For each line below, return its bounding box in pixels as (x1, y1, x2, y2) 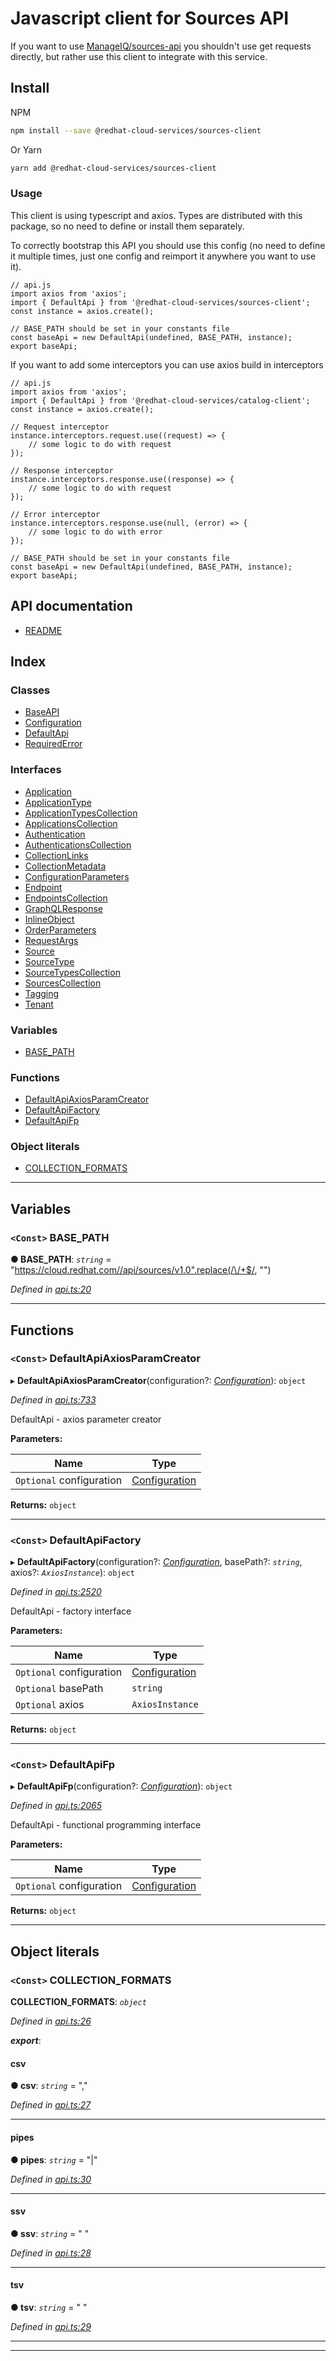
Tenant (24, 998, 54, 1010)
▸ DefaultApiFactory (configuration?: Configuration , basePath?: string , (10, 1556, 303, 1568)
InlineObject (24, 913, 75, 925)
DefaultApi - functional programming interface (10, 1819, 202, 1831)
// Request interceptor (10, 422, 110, 432)
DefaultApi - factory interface (10, 1605, 132, 1617)
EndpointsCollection (24, 892, 108, 904)
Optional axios (15, 1698, 85, 1712)
